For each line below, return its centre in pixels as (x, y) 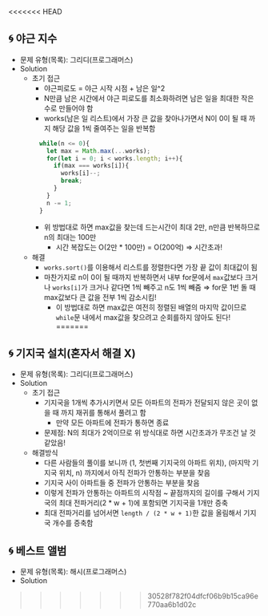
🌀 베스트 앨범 (38, 551)
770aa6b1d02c (172, 605)
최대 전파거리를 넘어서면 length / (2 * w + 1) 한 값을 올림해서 (143, 513)
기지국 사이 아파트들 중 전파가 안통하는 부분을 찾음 (122, 483)
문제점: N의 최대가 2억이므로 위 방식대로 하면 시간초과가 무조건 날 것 (150, 433)
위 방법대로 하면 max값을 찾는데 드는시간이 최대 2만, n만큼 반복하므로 (152, 227)
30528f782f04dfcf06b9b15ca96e (203, 596)
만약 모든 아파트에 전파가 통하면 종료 (112, 423)
